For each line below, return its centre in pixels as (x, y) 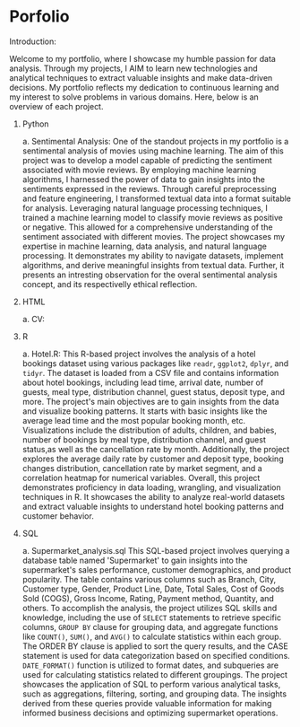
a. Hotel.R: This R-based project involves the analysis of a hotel (139, 354)
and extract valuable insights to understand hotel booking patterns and (153, 506)
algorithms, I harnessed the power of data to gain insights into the (144, 179)
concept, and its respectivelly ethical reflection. (110, 284)
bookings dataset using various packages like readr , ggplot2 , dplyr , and (155, 363)
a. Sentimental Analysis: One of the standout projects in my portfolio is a (155, 141)
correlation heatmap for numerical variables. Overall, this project (141, 477)
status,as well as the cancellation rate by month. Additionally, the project (156, 449)
